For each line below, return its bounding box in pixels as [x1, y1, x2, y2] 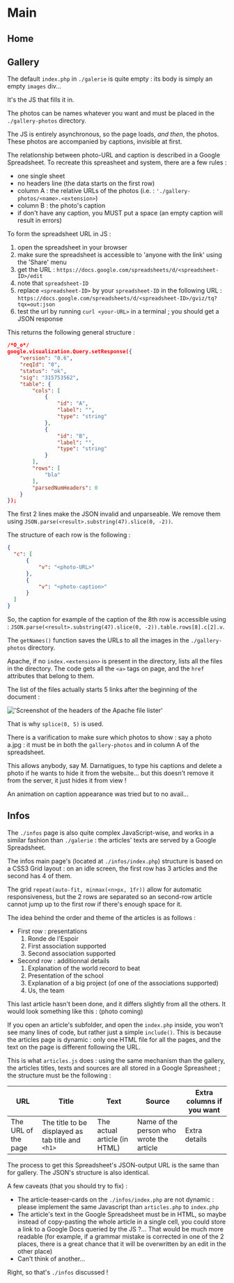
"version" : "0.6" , [19, 355, 73, 362]
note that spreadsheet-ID [17, 279, 89, 287]
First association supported [27, 942, 107, 950]
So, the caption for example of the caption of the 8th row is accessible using [7, 615, 226, 624]
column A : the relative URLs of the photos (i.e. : [17, 187, 155, 195]
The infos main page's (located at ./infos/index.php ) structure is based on [7, 856, 223, 865]
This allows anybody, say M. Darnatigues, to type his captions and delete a [7, 762, 222, 770]
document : [7, 693, 40, 701]
